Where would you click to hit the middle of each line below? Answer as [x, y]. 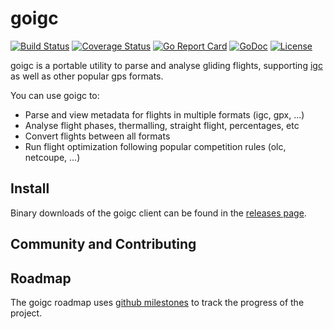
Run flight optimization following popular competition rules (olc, [155, 146]
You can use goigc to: [55, 95]
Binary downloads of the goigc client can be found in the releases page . [158, 213]
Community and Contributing [103, 244]
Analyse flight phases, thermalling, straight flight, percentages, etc [162, 125]
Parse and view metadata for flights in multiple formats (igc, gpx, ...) [164, 114]
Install [30, 188]
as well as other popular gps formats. [87, 76]
